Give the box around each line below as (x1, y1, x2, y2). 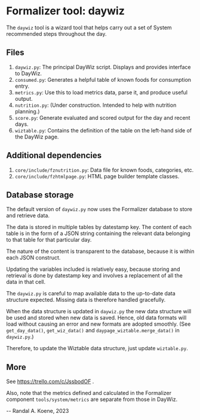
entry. (14, 82, 30, 89)
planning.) (14, 107, 40, 115)
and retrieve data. (6, 212, 50, 219)
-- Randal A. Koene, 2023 (6, 407, 69, 415)
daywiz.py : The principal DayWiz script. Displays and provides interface (14, 63, 191, 70)
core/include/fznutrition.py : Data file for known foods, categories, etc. (14, 166, 194, 174)
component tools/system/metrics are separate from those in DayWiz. (6, 396, 178, 403)
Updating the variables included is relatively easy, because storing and (6, 265, 180, 273)
